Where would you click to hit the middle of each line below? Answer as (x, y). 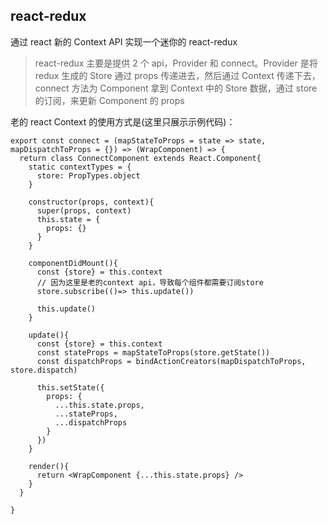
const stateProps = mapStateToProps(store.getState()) (153, 352)
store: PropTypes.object (88, 175)
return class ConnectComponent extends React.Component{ (140, 158)
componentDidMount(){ (73, 263)
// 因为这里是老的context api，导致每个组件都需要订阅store (150, 282)
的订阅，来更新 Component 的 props (109, 100)
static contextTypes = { (80, 167)
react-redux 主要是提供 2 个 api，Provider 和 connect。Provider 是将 (176, 63)
